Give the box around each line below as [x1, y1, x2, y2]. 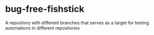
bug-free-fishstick [5, 3, 84, 15]
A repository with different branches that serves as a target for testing [5, 20, 149, 26]
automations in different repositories [5, 25, 80, 31]
